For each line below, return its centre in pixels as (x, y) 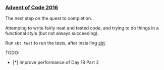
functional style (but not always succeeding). (52, 33)
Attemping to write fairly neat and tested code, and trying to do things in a (82, 28)
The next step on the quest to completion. (49, 18)
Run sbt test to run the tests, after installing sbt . (56, 43)
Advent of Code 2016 (32, 7)
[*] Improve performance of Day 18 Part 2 (56, 62)
